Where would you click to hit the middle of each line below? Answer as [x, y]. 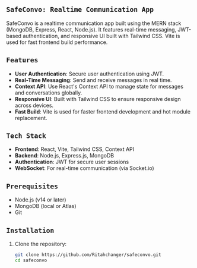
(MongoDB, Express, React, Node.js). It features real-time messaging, [91, 29]
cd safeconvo [31, 260]
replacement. [31, 118]
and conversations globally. [48, 93]
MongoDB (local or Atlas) [45, 206]
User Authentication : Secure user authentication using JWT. [89, 74]
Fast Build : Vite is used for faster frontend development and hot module [103, 111]
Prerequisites [32, 186]
